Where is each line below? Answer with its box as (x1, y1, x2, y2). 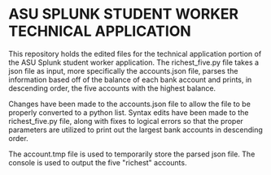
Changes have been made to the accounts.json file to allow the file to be (8, 99, 251, 109)
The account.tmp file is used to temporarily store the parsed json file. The (8, 149, 256, 159)
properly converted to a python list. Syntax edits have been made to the (8, 107, 249, 117)
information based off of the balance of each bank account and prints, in (8, 75, 252, 84)
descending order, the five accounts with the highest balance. (8, 83, 216, 93)
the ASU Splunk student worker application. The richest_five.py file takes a (8, 58, 259, 67)
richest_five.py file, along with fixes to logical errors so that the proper (8, 116, 244, 126)
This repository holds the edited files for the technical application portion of (8, 49, 262, 58)
